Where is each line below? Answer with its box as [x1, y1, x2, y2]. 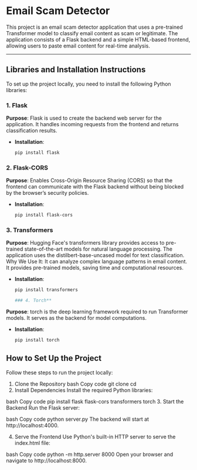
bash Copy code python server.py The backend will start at [6, 415, 150, 422]
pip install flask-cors [14, 212, 73, 218]
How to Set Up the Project [6, 353, 102, 363]
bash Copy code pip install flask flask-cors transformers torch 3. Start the [6, 398, 184, 405]
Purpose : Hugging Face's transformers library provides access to [6, 239, 165, 246]
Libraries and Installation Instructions [6, 65, 146, 75]
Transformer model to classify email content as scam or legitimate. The [6, 29, 178, 36]
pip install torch [14, 337, 60, 343]
